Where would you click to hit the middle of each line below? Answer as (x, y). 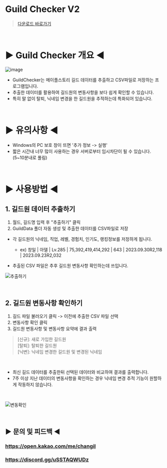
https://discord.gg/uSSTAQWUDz (47, 460)
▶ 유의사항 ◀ (32, 130)
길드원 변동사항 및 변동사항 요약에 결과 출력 (54, 329)
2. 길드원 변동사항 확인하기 (44, 303)
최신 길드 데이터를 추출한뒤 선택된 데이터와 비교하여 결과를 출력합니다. (80, 372)
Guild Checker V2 (42, 9)
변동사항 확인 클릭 (30, 322)
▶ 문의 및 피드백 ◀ (33, 432)
